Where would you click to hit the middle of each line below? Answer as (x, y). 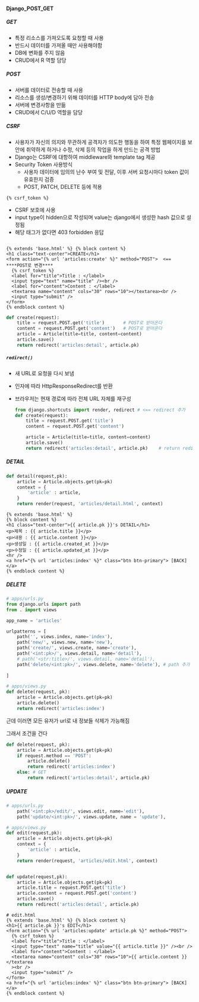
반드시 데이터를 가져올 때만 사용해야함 (59, 45)
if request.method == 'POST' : (54, 756)
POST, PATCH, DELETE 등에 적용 (63, 186)
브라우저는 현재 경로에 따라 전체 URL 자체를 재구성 (73, 399)
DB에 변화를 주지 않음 (40, 52)
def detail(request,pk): (37, 476)
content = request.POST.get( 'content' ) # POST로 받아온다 (89, 329)
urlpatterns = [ (26, 631)
